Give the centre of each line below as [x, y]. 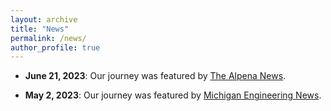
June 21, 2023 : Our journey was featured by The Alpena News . [155, 76]
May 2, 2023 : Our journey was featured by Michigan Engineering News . [173, 95]
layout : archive [44, 19]
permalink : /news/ [48, 38]
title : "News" [40, 29]
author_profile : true [55, 47]
